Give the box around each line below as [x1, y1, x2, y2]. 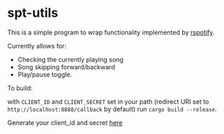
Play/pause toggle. [17, 70, 72, 79]
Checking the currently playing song [17, 55, 124, 64]
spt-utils [7, 5, 59, 21]
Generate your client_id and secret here [7, 118, 123, 127]
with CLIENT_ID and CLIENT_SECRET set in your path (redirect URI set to [7, 97, 210, 106]
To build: [7, 83, 33, 92]
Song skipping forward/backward [17, 62, 115, 71]
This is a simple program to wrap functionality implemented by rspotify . [7, 28, 215, 36]
